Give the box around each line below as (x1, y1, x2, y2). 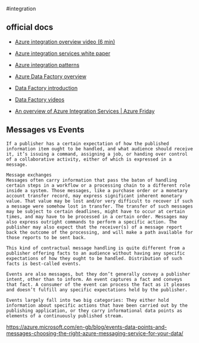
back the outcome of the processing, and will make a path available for (6, 229, 194, 235)
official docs (6, 22, 54, 32)
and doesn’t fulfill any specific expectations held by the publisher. (6, 286, 188, 293)
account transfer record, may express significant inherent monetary (6, 193, 183, 199)
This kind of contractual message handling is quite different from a (6, 245, 185, 251)
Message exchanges (6, 172, 52, 178)
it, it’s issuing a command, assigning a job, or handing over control (6, 151, 188, 157)
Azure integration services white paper (14, 50, 111, 57)
